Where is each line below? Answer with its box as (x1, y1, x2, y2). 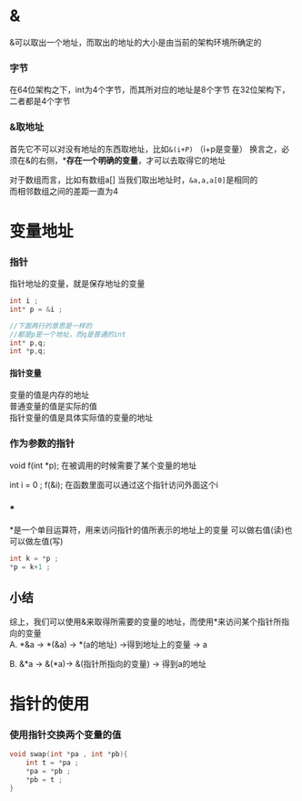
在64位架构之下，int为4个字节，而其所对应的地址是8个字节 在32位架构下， (9, 84, 290, 96)
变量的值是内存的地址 (9, 390, 89, 400)
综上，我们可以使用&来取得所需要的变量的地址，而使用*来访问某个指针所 (9, 616, 282, 627)
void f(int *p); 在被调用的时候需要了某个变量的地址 (9, 460, 197, 471)
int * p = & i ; (9, 305, 64, 314)
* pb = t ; (25, 775, 64, 785)
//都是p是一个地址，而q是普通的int (9, 329, 126, 338)
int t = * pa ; (25, 758, 79, 767)
